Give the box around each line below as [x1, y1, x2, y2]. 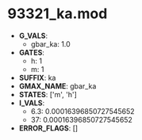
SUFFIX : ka [18, 73, 56, 82]
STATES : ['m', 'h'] [18, 89, 77, 99]
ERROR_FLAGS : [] [18, 123, 79, 133]
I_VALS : [18, 98, 45, 108]
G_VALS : [18, 31, 48, 40]
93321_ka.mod [7, 5, 108, 23]
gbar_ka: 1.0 [30, 39, 71, 48]
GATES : [18, 47, 45, 57]
